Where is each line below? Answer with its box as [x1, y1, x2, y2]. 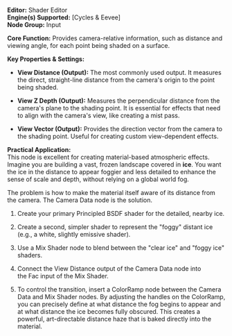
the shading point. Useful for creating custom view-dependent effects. [17, 132, 219, 140]
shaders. [17, 251, 43, 259]
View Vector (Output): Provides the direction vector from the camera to [17, 125, 223, 133]
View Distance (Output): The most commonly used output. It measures [17, 69, 222, 76]
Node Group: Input [7, 21, 61, 28]
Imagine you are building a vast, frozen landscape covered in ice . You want [7, 160, 222, 169]
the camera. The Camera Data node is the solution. [7, 196, 153, 204]
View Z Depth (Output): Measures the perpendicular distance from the [17, 96, 220, 105]
